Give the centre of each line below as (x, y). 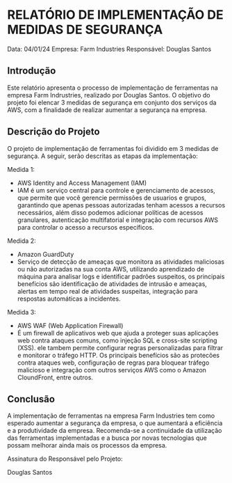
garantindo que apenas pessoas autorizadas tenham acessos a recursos (121, 205)
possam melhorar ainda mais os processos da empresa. (87, 445)
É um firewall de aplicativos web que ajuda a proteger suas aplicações (118, 333)
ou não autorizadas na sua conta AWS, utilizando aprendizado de (111, 269)
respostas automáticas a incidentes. (69, 299)
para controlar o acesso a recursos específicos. (85, 227)
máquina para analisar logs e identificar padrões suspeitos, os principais (121, 276)
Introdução (32, 71)
